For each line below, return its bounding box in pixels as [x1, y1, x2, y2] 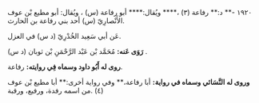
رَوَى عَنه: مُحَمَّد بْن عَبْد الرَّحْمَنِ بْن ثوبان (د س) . [7, 47, 148, 55]
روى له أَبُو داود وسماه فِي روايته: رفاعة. [7, 62, 123, 71]
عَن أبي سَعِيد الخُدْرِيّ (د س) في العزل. [7, 32, 122, 40]
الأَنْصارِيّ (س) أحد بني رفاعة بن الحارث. [7, 16, 126, 25]
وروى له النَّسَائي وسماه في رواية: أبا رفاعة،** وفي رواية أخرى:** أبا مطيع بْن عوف [7, 78, 250, 86]
